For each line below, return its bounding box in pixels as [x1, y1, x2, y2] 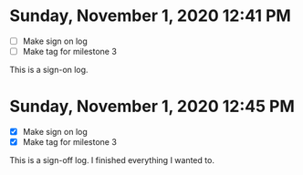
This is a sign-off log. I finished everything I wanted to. [9, 155, 214, 166]
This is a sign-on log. [9, 65, 89, 76]
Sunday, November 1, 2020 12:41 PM [9, 5, 292, 26]
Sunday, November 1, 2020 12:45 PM [9, 97, 295, 117]
